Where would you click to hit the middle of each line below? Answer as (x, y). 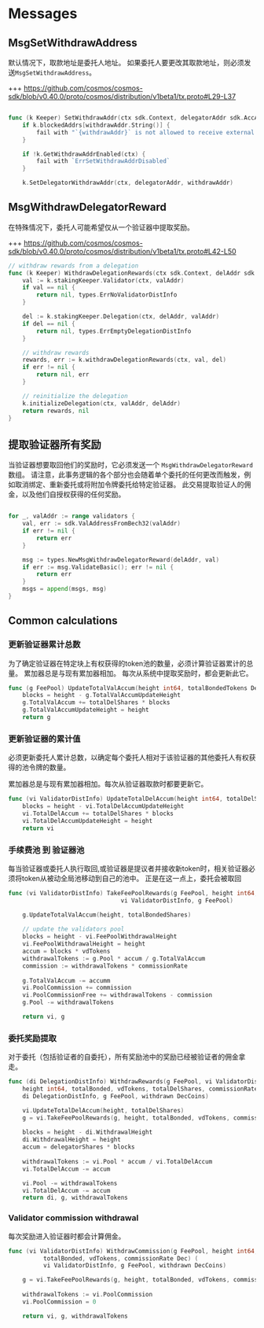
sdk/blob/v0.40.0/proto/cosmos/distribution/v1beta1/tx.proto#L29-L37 (122, 96)
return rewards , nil (56, 411)
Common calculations (63, 621)
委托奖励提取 (33, 1038)
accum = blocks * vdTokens (66, 952)
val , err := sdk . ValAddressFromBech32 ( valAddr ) (101, 524)
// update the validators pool (73, 929)
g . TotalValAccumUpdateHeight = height (86, 710)
